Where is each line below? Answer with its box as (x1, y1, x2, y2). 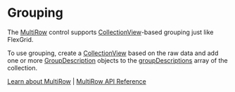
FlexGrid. (7, 35, 34, 43)
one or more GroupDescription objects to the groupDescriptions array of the (7, 56, 229, 64)
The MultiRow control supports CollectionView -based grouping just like (7, 28, 214, 36)
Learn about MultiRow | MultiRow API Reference (7, 77, 146, 85)
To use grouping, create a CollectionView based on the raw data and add (7, 49, 219, 57)
